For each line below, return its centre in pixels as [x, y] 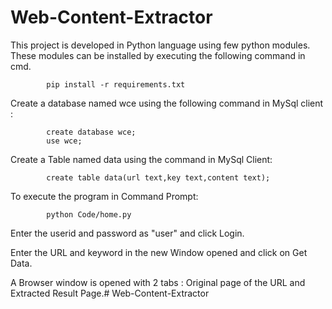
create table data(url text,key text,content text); [158, 177]
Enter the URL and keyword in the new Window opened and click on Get [159, 252]
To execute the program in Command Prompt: [104, 196]
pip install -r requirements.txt [116, 84]
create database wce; [91, 132]
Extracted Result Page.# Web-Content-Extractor [110, 293]
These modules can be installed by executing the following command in [158, 55]
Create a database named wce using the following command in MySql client [167, 103]
